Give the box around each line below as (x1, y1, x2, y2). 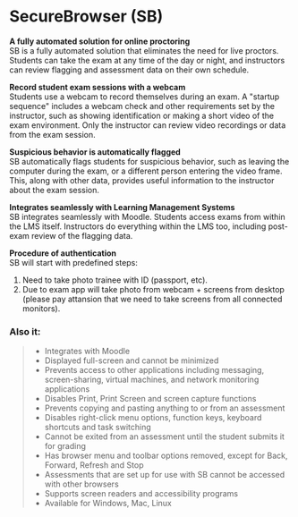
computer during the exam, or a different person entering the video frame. (9, 165, 283, 176)
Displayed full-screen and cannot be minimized (44, 355, 219, 366)
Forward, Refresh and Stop (44, 460, 144, 470)
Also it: (9, 325, 41, 337)
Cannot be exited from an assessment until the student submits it (44, 431, 285, 442)
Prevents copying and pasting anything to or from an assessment (44, 403, 285, 413)
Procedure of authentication (9, 248, 117, 258)
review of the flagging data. (30, 230, 133, 241)
